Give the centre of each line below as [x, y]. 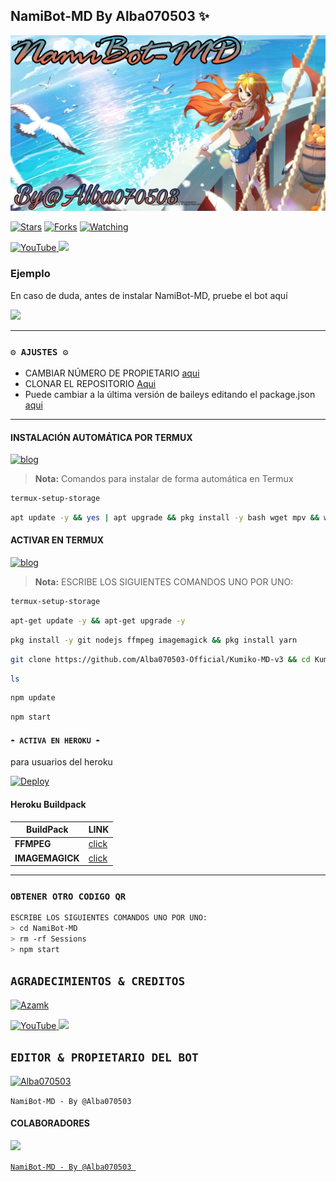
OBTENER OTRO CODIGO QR [68, 897]
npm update [33, 698]
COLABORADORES [50, 1123]
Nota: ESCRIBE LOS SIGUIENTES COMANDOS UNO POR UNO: [164, 582]
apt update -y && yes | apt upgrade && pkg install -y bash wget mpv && [165, 518]
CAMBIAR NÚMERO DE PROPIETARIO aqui [112, 373]
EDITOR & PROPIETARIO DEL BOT [104, 1057]
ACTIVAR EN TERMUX [57, 540]
